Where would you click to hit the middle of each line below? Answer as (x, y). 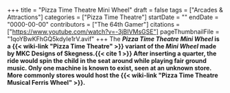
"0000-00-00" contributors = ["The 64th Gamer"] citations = (94, 24)
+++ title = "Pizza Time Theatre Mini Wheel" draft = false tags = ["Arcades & (115, 10)
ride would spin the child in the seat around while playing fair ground (107, 61)
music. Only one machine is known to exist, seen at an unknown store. (109, 68)
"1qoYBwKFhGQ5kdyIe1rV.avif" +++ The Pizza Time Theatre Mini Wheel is (113, 39)
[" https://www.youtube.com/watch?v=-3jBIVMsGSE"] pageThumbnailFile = (113, 31)
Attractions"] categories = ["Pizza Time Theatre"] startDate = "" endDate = (113, 17)
